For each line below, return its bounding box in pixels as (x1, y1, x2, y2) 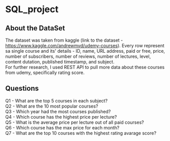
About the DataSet (5, 24, 65, 32)
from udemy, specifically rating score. (5, 69, 85, 76)
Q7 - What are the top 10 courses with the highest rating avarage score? (5, 130, 157, 136)
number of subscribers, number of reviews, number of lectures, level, (5, 53, 151, 59)
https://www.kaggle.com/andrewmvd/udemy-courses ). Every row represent (5, 43, 164, 49)
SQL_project (5, 4, 59, 15)
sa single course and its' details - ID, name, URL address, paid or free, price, (5, 48, 165, 54)
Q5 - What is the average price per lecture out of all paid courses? (5, 119, 144, 125)
